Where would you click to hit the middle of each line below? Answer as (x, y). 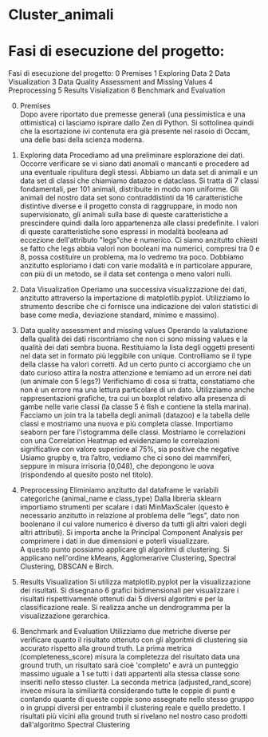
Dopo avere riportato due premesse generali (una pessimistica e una (132, 114)
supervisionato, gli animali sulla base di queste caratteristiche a (124, 215)
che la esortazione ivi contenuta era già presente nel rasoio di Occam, (135, 131)
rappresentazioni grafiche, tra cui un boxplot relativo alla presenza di (133, 398)
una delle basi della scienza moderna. (82, 140)
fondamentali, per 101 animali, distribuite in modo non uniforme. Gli (129, 189)
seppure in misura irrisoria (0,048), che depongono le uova (117, 466)
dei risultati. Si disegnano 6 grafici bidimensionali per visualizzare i (129, 590)
